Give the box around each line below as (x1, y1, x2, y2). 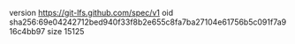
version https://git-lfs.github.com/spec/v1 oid (9, 8, 174, 18)
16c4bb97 (9, 26, 46, 36)
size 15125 (47, 26, 85, 36)
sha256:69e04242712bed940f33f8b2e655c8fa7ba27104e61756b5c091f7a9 (9, 17, 287, 27)
